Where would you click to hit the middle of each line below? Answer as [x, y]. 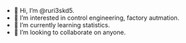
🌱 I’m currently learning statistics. [62, 25]
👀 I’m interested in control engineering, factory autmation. [96, 18]
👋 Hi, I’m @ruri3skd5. [44, 11]
